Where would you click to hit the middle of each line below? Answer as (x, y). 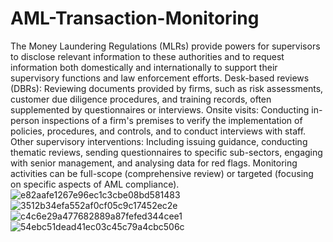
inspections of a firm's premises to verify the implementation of (172, 120)
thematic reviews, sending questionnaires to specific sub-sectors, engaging (166, 152)
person (25, 120)
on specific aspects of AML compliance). (95, 184)
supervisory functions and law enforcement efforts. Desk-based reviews (160, 78)
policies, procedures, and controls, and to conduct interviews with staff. (158, 131)
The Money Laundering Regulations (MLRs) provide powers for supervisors (165, 46)
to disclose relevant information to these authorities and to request (147, 56)
